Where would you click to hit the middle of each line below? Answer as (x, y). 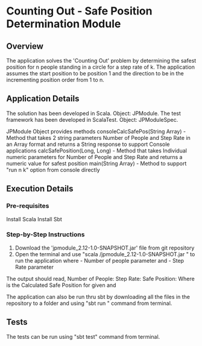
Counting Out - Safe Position (79, 11)
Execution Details (40, 189)
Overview (25, 46)
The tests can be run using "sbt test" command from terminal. (83, 336)
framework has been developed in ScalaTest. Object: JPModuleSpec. (92, 119)
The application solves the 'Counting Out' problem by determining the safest (101, 61)
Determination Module (64, 24)
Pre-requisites (28, 206)
